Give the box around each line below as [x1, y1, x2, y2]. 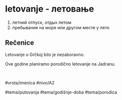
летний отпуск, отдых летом [12, 19, 72, 25]
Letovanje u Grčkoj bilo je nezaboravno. [5, 51, 85, 57]
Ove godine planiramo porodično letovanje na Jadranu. [5, 61, 116, 67]
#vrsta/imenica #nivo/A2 [5, 80, 55, 85]
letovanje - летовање [5, 3, 94, 15]
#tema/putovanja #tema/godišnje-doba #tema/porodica [5, 89, 117, 95]
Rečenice [5, 39, 34, 47]
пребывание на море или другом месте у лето [12, 24, 110, 30]
